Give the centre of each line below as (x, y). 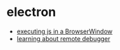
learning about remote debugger (63, 38)
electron (31, 12)
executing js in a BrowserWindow (65, 31)
